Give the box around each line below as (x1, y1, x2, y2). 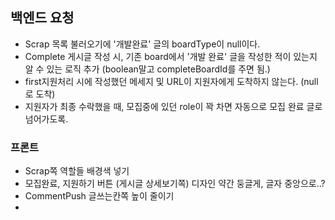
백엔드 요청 (10, 9, 75, 27)
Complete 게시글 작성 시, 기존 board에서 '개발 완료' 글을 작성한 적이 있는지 (24, 50, 318, 62)
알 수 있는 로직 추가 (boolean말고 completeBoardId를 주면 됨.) (24, 63, 271, 75)
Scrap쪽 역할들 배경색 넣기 (24, 165, 130, 177)
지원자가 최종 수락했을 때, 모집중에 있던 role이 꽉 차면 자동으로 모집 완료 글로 (24, 100, 323, 112)
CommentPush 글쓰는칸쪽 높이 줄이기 (24, 190, 175, 202)
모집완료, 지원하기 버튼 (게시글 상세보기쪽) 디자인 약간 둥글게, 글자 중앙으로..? (24, 178, 326, 190)
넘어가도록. (24, 113, 69, 125)
